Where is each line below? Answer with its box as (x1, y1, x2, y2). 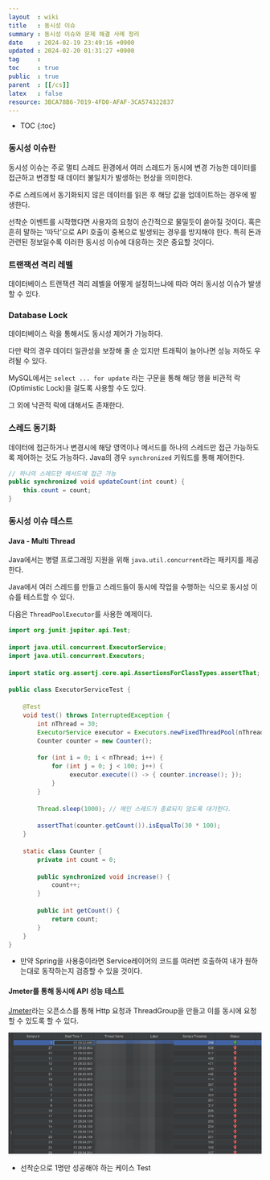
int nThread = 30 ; (37, 719, 99, 728)
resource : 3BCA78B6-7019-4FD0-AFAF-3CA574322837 (8, 97, 174, 106)
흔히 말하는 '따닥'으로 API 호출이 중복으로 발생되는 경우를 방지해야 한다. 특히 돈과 (8, 226, 262, 237)
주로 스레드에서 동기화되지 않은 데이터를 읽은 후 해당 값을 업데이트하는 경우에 (8, 189, 249, 199)
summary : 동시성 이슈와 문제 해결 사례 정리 (8, 30, 140, 38)
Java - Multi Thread (8, 536, 76, 545)
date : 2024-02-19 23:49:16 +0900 (8, 39, 135, 47)
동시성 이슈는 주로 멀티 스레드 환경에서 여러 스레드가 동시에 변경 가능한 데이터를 (8, 162, 257, 172)
